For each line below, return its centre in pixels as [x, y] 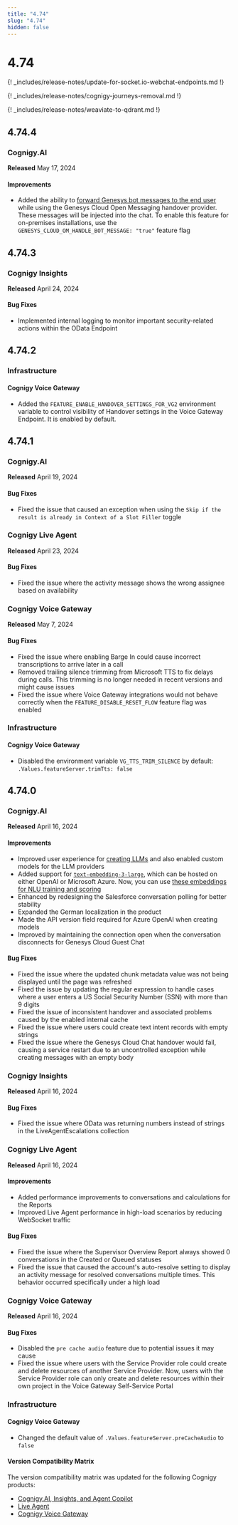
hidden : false [28, 27]
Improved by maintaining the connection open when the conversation [119, 935]
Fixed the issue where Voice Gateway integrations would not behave [118, 694]
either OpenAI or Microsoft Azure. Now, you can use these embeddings [122, 881]
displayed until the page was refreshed [75, 982]
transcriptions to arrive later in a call [70, 664]
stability [29, 904]
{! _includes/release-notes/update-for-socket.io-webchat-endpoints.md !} [116, 82]
